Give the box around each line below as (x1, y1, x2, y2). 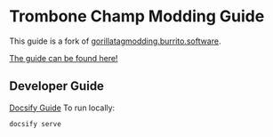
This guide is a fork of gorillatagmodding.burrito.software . (9, 36, 221, 46)
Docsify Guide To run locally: (9, 102, 116, 113)
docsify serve (9, 119, 62, 128)
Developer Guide (9, 78, 105, 94)
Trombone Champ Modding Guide (9, 6, 265, 27)
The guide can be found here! (9, 52, 118, 63)
